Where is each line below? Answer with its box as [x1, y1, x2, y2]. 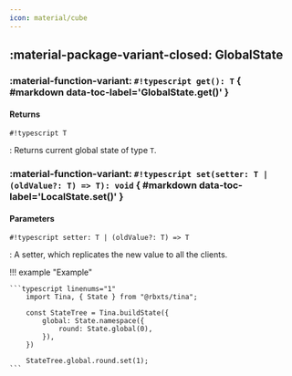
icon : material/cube [9, 13, 89, 23]
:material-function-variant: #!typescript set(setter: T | [9, 168, 268, 181]
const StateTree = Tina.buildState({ [26, 308, 170, 318]
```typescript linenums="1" [9, 285, 117, 294]
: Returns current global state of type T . [9, 145, 157, 156]
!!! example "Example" [9, 266, 93, 278]
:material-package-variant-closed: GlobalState [9, 47, 284, 63]
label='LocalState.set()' [9, 191, 118, 204]
